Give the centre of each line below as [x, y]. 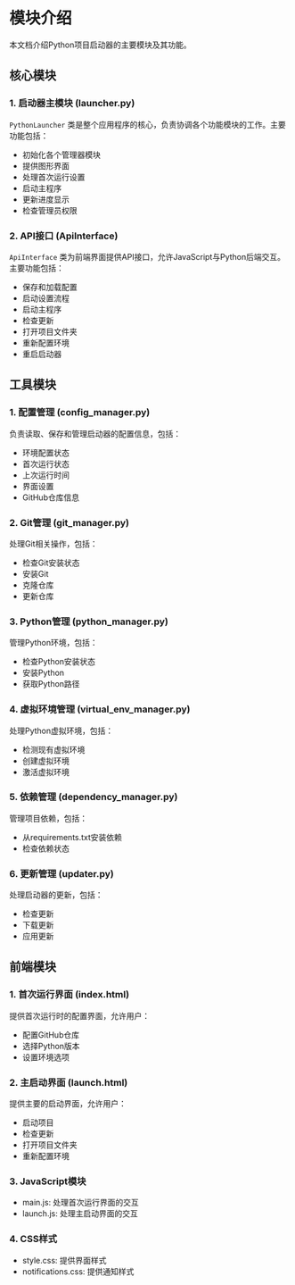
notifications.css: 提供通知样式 [78, 1271]
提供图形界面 [45, 165]
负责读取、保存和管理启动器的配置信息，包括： [95, 433]
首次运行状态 [45, 463]
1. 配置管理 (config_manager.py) [80, 413]
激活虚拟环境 [45, 772]
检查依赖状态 [45, 848]
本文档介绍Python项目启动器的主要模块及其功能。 [100, 45]
